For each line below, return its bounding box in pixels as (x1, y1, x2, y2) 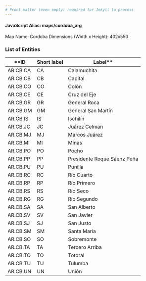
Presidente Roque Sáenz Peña (68, 155, 139, 162)
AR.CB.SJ (7, 220, 30, 227)
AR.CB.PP (7, 155, 31, 162)
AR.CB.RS (7, 187, 31, 194)
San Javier (68, 212, 93, 219)
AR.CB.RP (7, 180, 31, 187)
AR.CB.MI (7, 140, 30, 146)
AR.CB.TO (7, 252, 31, 259)
